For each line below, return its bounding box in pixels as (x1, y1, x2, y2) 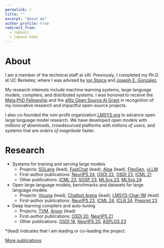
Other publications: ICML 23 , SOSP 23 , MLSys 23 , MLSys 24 (19, 176, 142, 182)
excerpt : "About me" (5, 16, 47, 21)
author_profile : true (5, 21, 49, 26)
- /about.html (9, 35, 38, 40)
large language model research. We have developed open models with (5, 117, 147, 123)
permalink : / (5, 7, 32, 12)
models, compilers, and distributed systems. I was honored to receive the (5, 92, 153, 98)
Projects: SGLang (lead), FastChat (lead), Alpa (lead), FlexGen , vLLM (19, 166, 158, 172)
